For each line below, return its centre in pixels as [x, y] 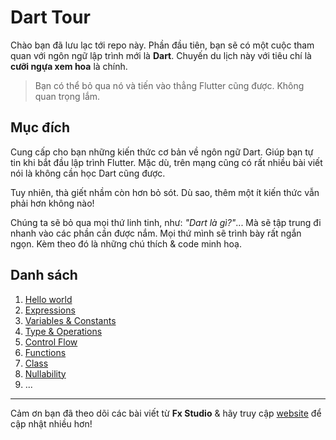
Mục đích [40, 127]
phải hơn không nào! [52, 203]
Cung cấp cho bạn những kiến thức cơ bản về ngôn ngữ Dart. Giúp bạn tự [162, 152]
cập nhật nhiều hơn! [51, 423]
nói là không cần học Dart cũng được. [88, 173]
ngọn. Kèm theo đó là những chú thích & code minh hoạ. [126, 243]
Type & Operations [63, 331]
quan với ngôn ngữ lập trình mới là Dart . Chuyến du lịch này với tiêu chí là [161, 55]
